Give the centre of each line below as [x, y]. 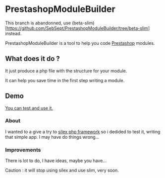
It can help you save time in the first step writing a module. [65, 80]
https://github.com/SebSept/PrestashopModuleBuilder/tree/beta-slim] [78, 28]
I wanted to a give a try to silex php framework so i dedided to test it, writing [83, 132]
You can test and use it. [29, 108]
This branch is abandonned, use [38, 23]
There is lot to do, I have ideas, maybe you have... [56, 161]
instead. [13, 33]
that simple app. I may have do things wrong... [52, 137]
